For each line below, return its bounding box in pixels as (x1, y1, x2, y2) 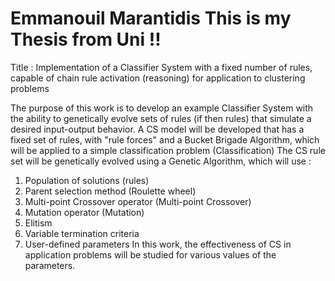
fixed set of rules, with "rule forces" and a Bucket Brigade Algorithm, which (10, 133, 320, 146)
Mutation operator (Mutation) (24, 206, 145, 218)
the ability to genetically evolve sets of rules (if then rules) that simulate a (10, 112, 312, 124)
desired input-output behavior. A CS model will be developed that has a (10, 123, 305, 135)
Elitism (24, 217, 53, 229)
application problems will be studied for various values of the (24, 248, 277, 261)
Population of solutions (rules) (24, 174, 150, 186)
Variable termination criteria (24, 227, 140, 239)
